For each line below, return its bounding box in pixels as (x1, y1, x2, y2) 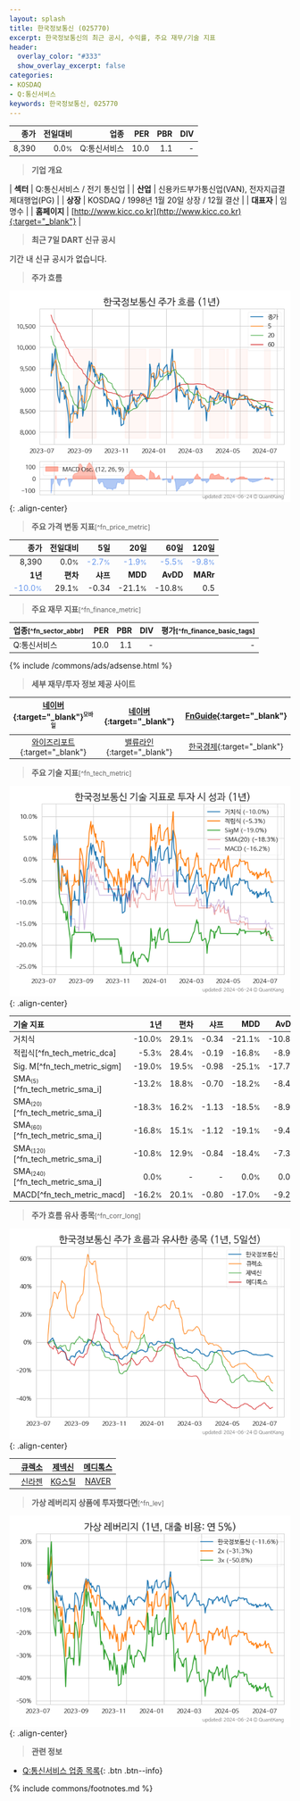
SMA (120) (12, 1143, 46, 1155)
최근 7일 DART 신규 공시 (30, 234, 116, 245)
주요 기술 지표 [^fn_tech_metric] (30, 768, 132, 779)
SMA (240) (12, 1166, 46, 1178)
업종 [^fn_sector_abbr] (12, 625, 85, 636)
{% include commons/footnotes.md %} (9, 1783, 154, 1794)
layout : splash (9, 14, 66, 23)
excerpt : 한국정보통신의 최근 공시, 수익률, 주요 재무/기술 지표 (9, 33, 216, 42)
